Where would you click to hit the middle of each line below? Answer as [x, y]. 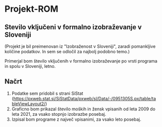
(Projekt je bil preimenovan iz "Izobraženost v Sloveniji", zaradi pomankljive [80, 46]
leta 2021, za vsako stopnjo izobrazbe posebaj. [59, 114]
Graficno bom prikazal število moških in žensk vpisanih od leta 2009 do [83, 109]
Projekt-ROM [31, 9]
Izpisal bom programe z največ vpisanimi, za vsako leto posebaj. [76, 119]
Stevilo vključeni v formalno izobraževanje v [73, 27]
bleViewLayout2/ [29, 104]
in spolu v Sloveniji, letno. [30, 66]
